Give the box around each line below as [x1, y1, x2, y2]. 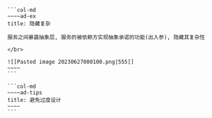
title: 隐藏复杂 [7, 20, 51, 27]
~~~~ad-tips [7, 89, 42, 96]
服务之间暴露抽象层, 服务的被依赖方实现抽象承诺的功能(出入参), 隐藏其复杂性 [7, 34, 206, 41]
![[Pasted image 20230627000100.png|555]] [7, 58, 134, 65]
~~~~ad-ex [7, 13, 37, 20]
